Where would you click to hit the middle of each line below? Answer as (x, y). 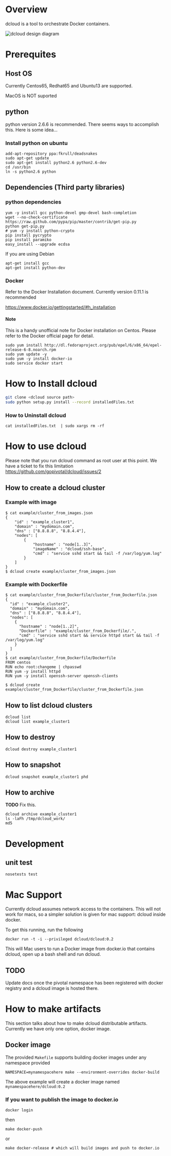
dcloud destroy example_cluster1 (41, 749)
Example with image (31, 502)
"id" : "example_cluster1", (44, 522)
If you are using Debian (30, 254)
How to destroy (30, 737)
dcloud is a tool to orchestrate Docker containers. (58, 24)
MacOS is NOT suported (31, 96)
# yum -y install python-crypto (40, 231)
